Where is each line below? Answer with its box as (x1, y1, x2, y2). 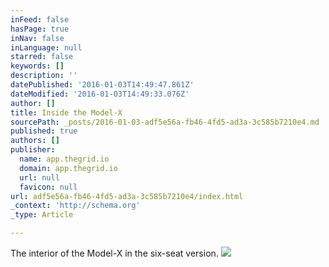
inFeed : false (10, 14, 70, 25)
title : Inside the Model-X (10, 107, 123, 118)
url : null (19, 172, 60, 183)
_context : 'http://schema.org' (10, 201, 141, 211)
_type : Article (10, 210, 74, 220)
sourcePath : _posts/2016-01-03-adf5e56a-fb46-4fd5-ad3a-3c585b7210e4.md (10, 117, 320, 127)
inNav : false (10, 33, 65, 43)
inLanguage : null (10, 42, 83, 53)
